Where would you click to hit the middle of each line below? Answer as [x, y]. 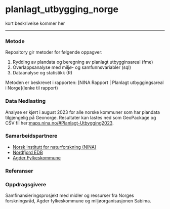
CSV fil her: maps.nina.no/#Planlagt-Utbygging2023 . [59, 123]
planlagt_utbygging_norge [62, 9]
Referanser [19, 171]
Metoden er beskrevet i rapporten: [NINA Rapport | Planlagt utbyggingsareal [84, 82]
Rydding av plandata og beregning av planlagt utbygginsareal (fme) [83, 62]
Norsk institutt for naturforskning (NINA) [54, 147]
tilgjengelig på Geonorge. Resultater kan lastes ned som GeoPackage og [81, 117]
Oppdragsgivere [26, 184]
